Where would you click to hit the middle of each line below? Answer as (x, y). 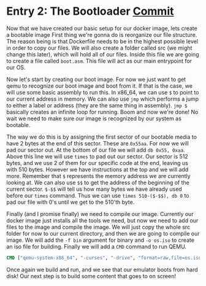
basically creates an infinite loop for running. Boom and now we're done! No (102, 112)
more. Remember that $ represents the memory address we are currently (99, 176)
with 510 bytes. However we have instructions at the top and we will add (97, 169)
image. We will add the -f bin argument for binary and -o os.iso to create (101, 240)
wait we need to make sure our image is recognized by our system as (94, 118)
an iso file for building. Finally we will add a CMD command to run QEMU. (97, 246)
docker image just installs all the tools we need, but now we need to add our (102, 220)
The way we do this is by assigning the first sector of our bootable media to (102, 137)
